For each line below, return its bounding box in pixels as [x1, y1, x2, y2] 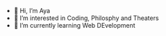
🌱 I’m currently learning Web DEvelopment [13, 21, 135, 29]
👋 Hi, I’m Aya [13, 7, 51, 15]
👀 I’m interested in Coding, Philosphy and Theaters [13, 14, 159, 22]
